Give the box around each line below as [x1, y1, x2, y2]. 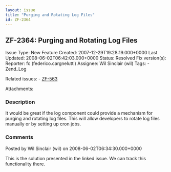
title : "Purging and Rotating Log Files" [5, 12, 95, 17]
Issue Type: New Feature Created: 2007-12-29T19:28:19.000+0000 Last [5, 50, 158, 56]
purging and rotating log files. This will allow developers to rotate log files [5, 116, 160, 122]
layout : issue [5, 7, 36, 13]
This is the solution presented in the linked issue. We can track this [5, 155, 146, 161]
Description [5, 98, 35, 105]
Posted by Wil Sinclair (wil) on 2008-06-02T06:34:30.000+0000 [5, 145, 142, 152]
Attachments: [5, 85, 34, 92]
